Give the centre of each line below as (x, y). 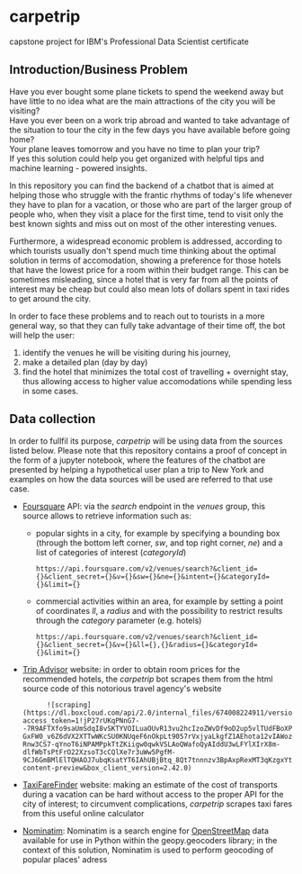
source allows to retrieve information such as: (107, 516)
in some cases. (50, 391)
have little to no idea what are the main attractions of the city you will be (142, 101)
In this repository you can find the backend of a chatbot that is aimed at (142, 185)
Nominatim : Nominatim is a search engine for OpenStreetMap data (146, 831)
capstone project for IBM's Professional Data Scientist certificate (129, 41)
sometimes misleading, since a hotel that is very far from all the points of (144, 279)
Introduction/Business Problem (99, 70)
